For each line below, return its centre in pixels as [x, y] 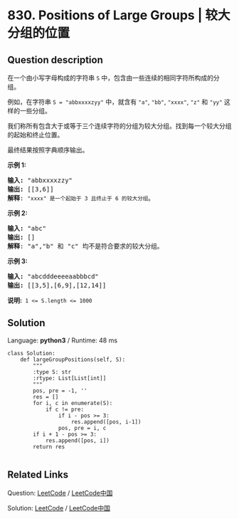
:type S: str [52, 372]
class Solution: [31, 353]
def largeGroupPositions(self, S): [73, 360]
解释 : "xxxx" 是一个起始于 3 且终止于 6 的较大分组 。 [81, 198]
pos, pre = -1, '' [60, 390]
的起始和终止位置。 [36, 135]
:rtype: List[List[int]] [70, 378]
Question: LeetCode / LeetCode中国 [60, 493]
